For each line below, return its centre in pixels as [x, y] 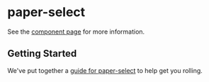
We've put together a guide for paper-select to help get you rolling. [105, 70]
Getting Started [42, 54]
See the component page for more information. [76, 32]
